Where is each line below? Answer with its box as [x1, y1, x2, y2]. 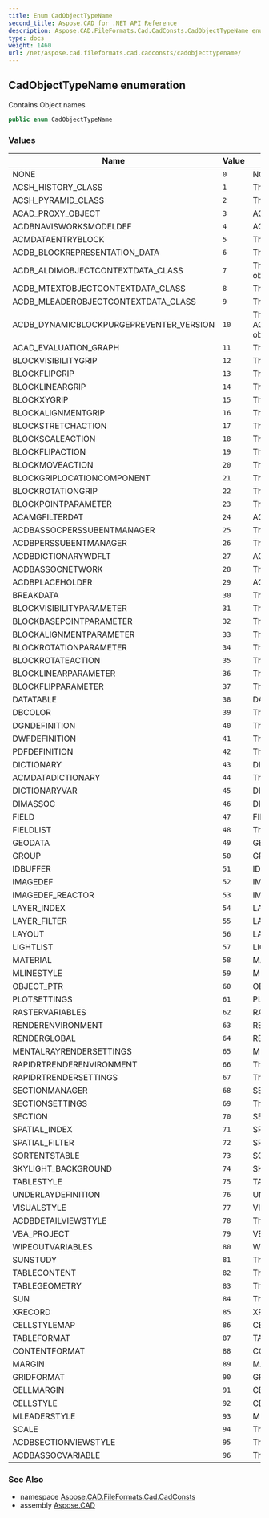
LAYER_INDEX [12, 902, 66, 913]
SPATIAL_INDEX [12, 1123, 73, 1135]
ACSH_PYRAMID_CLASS [12, 194, 105, 205]
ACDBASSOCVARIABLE [12, 1449, 101, 1460]
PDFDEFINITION [12, 746, 74, 757]
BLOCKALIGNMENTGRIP [12, 407, 106, 418]
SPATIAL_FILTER [12, 1136, 74, 1148]
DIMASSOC [12, 798, 56, 809]
